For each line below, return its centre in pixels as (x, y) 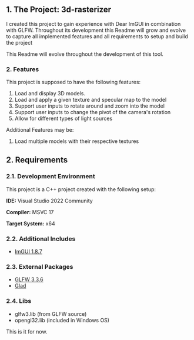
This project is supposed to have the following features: (73, 82)
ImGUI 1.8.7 (28, 252)
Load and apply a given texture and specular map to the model (91, 100)
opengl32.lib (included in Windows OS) (62, 320)
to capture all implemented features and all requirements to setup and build (97, 36)
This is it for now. (27, 331)
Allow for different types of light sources (63, 119)
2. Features (23, 69)
